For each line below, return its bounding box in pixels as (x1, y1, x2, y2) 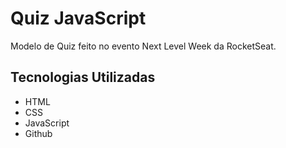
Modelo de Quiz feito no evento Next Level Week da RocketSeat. (10, 40, 277, 52)
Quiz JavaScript (10, 7, 147, 30)
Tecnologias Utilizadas (10, 69, 156, 86)
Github (24, 127, 53, 139)
